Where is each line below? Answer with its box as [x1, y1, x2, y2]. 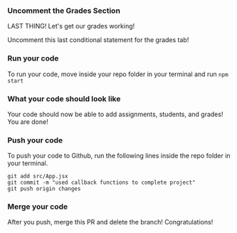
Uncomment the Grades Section [7, 6, 121, 16]
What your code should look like [7, 93, 121, 103]
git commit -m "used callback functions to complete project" [7, 179, 196, 187]
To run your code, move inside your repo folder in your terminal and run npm [7, 70, 229, 78]
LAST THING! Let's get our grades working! [7, 22, 135, 31]
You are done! [7, 117, 48, 126]
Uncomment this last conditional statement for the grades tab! [7, 36, 189, 44]
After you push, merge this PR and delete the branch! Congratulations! [7, 218, 214, 227]
